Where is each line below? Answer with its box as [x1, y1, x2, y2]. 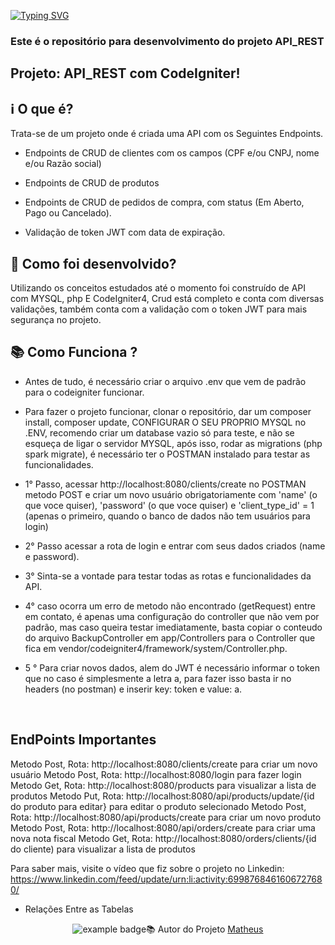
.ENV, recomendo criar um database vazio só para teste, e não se [24, 426, 295, 439]
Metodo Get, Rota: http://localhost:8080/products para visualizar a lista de [10, 779, 317, 791]
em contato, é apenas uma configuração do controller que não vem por [24, 610, 320, 622]
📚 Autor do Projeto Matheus [146, 923, 264, 935]
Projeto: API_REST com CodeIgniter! [10, 65, 241, 82]
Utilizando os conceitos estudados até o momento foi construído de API [10, 281, 307, 294]
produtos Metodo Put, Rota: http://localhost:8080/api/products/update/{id [10, 790, 315, 802]
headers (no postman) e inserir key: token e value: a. [24, 683, 243, 695]
